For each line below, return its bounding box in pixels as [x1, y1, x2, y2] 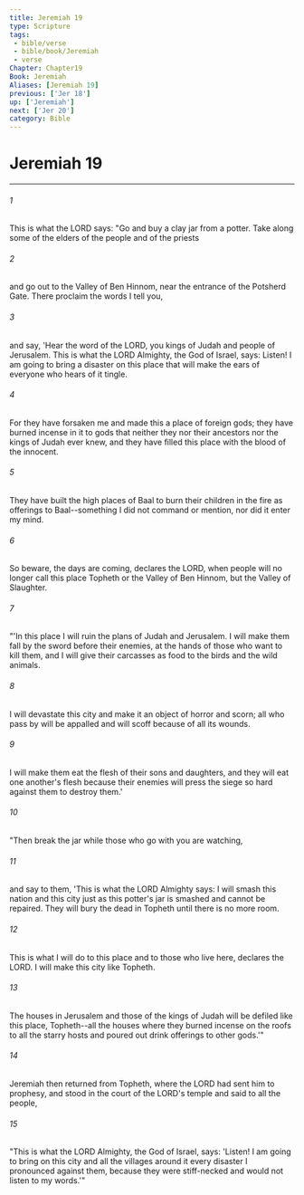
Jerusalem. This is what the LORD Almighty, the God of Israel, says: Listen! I [9, 349, 292, 360]
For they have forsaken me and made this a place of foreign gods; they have [9, 417, 294, 428]
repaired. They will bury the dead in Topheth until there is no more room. [9, 903, 280, 914]
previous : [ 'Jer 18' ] [9, 89, 91, 98]
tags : [9, 30, 30, 39]
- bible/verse [13, 38, 67, 48]
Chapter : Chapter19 [9, 64, 83, 73]
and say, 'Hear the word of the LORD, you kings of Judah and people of [9, 339, 276, 350]
